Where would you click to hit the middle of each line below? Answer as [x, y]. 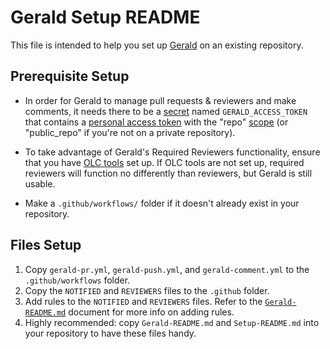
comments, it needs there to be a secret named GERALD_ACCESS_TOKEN [166, 111]
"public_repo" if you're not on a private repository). [130, 132]
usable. [40, 183]
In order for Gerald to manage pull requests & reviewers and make [160, 100]
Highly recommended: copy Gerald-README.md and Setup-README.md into [172, 322]
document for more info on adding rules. [151, 312]
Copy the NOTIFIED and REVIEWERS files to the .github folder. [147, 290]
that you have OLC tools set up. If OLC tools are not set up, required [164, 162]
